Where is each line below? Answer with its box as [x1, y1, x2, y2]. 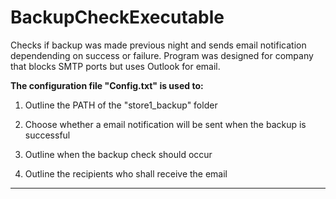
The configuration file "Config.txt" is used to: [10, 79, 204, 91]
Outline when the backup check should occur [24, 148, 213, 160]
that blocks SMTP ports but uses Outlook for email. [10, 60, 221, 72]
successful [24, 129, 71, 141]
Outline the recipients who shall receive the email [24, 167, 228, 180]
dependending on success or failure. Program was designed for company [10, 49, 314, 61]
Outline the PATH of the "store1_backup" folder [24, 99, 218, 111]
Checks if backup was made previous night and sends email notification [10, 39, 307, 51]
